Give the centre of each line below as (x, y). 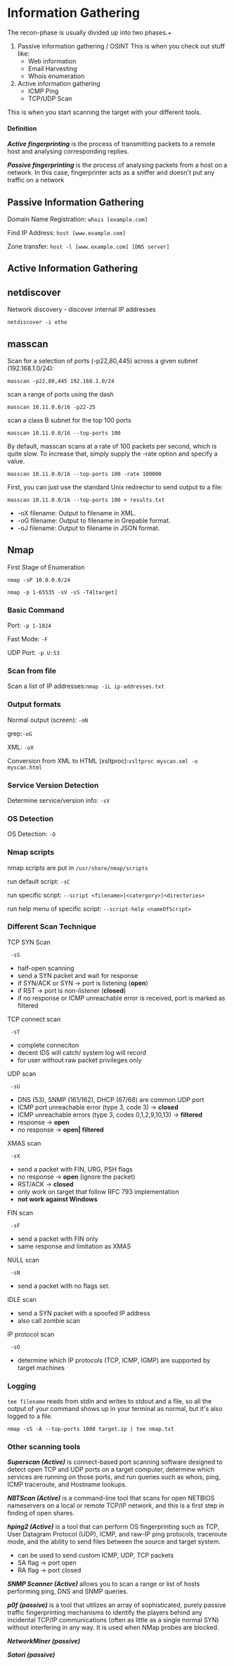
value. (16, 461)
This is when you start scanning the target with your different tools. (104, 112)
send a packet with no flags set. (64, 1286)
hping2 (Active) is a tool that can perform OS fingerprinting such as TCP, (113, 1527)
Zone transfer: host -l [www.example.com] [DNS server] (89, 246)
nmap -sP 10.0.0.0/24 (39, 580)
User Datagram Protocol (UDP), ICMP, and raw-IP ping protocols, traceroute (117, 1534)
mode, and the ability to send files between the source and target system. (114, 1542)
